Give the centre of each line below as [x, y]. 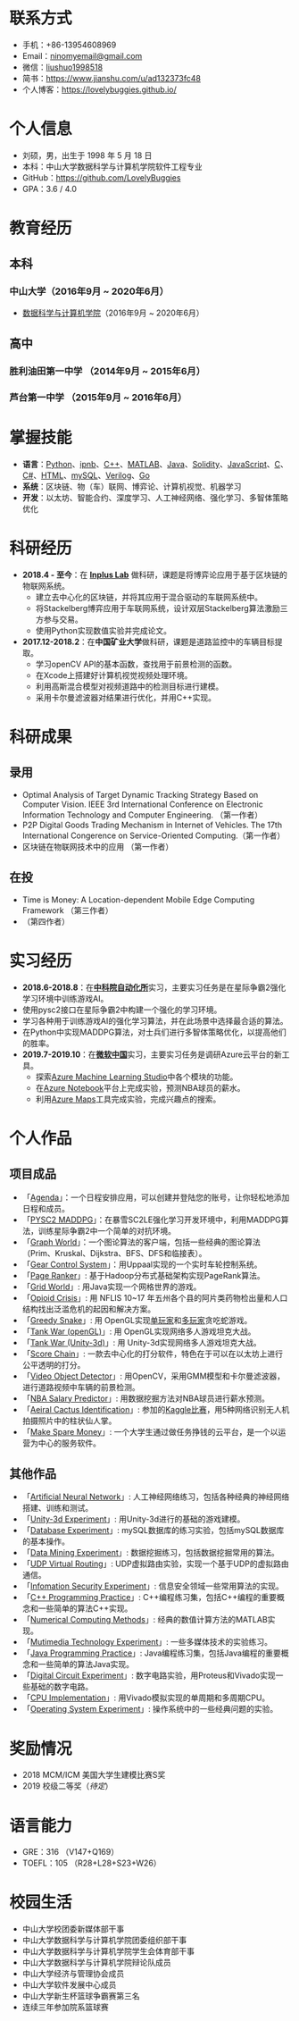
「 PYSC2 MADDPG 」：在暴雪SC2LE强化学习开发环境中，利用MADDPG [151, 1220]
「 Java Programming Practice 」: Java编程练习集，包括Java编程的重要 [151, 1653]
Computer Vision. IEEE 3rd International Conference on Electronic [142, 804]
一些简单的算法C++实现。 [85, 1608]
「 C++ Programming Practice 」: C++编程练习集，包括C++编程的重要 [149, 1598]
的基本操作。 [46, 1541]
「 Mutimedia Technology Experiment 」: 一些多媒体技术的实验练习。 [147, 1642]
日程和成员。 [46, 1208]
